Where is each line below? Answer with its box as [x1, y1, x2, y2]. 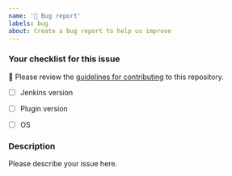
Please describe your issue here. [8, 159, 118, 169]
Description [8, 140, 56, 152]
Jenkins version [19, 87, 74, 97]
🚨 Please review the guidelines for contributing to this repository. [8, 72, 225, 82]
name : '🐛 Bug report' [8, 11, 82, 20]
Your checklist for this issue [8, 53, 120, 65]
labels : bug [8, 19, 49, 27]
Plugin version [19, 103, 69, 113]
